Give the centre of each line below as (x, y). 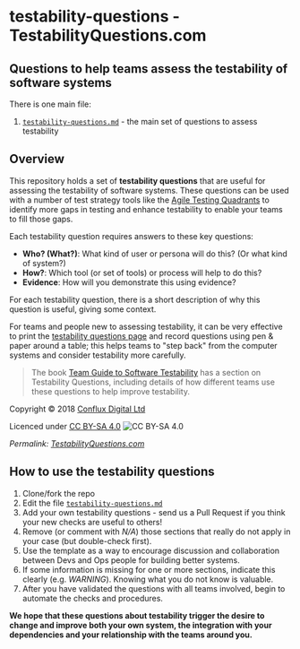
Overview (37, 159)
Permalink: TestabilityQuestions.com (77, 443)
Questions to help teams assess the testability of (149, 69)
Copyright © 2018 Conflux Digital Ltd (77, 409)
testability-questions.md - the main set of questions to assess (140, 121)
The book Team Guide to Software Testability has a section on (146, 372)
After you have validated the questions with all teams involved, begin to (154, 588)
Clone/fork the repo (59, 493)
